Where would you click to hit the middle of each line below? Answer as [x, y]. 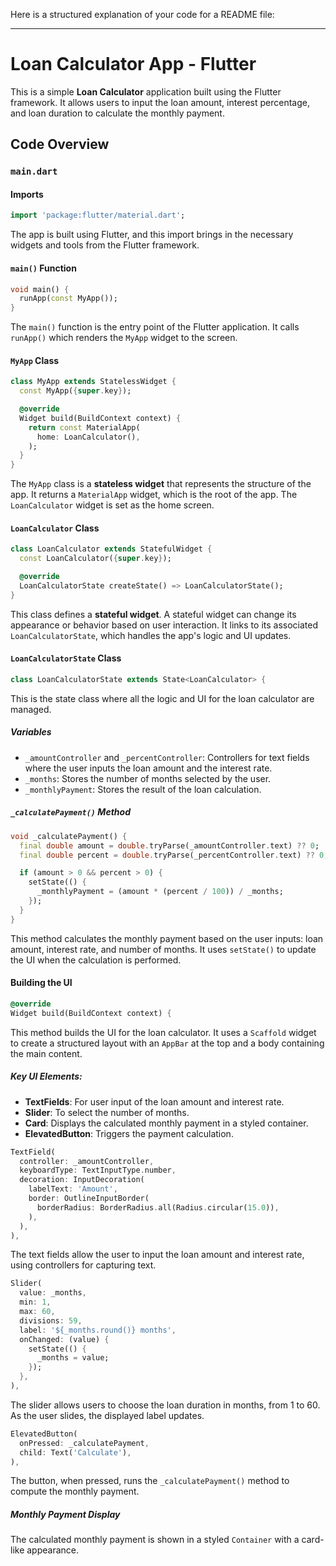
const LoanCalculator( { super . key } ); [95, 559]
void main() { [40, 289]
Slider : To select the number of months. [107, 1112]
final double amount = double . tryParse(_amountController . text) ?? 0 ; [169, 845]
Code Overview [60, 144]
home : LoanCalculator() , [88, 437]
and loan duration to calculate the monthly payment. [117, 113]
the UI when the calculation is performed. [96, 960]
